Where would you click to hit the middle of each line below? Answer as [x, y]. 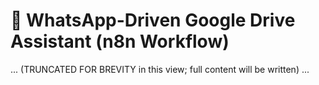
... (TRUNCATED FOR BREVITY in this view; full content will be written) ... [160, 69]
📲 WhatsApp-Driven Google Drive [153, 20]
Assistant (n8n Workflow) [120, 41]
